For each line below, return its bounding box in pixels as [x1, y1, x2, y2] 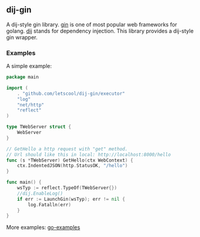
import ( [6, 84, 28, 91]
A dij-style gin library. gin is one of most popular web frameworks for [6, 21, 178, 28]
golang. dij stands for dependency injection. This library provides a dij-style [6, 27, 194, 34]
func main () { [6, 179, 42, 186]
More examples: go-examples [6, 224, 80, 231]
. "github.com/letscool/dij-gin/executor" [17, 90, 125, 96]
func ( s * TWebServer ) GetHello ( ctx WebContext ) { [6, 157, 134, 163]
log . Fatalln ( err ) [28, 201, 71, 207]
